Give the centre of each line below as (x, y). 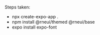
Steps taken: (17, 7)
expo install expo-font (34, 27)
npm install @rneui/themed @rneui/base (53, 22)
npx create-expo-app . (35, 17)
